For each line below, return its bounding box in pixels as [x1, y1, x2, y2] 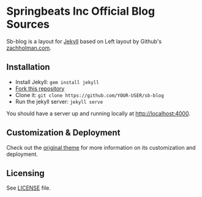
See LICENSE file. [6, 184, 51, 191]
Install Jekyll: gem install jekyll [15, 78, 99, 85]
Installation [6, 62, 50, 72]
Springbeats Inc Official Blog [6, 4, 155, 18]
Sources [6, 17, 50, 31]
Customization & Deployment [6, 128, 121, 138]
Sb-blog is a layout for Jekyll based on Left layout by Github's [6, 37, 162, 45]
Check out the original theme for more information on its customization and [6, 144, 196, 151]
